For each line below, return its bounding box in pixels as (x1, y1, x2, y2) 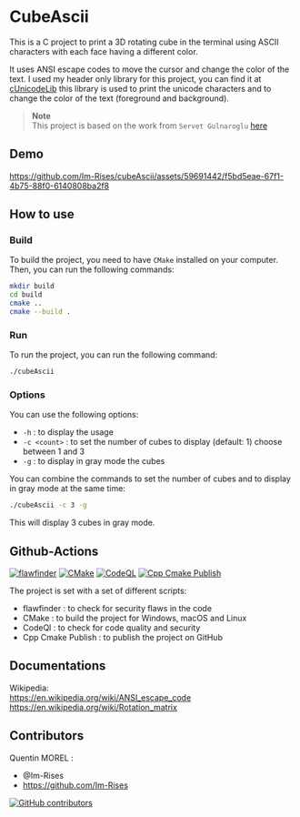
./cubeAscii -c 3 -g (9, 500, 88, 510)
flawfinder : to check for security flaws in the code (22, 603, 212, 614)
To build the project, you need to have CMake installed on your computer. (9, 255, 279, 266)
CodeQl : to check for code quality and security (22, 622, 201, 633)
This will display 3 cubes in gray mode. (9, 517, 155, 529)
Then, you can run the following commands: (9, 264, 175, 275)
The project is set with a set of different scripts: (9, 585, 187, 597)
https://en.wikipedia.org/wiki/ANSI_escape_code (9, 691, 192, 702)
